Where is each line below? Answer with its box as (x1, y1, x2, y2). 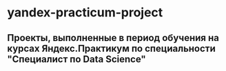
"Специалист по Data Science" (7, 53, 146, 65)
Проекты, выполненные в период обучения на (7, 32, 219, 44)
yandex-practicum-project (7, 5, 163, 20)
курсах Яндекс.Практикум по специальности (7, 42, 216, 54)
